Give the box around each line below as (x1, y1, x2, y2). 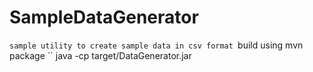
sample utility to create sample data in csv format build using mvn (9, 39, 304, 51)
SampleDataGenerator (9, 6, 199, 29)
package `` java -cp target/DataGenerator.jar (9, 49, 192, 61)
